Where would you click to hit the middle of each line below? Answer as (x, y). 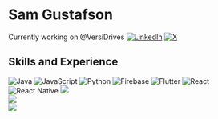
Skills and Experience (63, 62)
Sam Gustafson (61, 15)
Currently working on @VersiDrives (67, 37)
